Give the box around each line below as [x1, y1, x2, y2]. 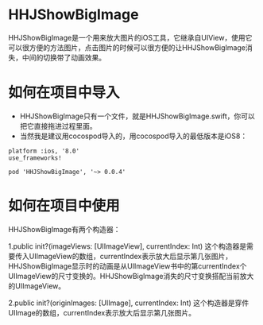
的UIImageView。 [8, 281, 66, 291]
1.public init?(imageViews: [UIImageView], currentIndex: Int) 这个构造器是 [8, 241, 247, 251]
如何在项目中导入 [8, 83, 121, 102]
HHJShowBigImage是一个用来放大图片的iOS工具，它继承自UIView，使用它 [8, 33, 253, 42]
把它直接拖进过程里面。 [19, 121, 97, 130]
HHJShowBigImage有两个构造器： [8, 224, 121, 234]
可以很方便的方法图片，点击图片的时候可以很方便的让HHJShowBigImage [8, 42, 246, 52]
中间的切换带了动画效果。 [21, 52, 106, 62]
